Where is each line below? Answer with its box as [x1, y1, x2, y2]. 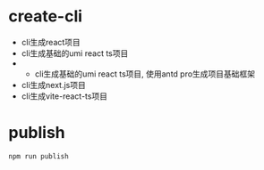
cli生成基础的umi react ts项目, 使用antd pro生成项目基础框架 [34, 69, 256, 79]
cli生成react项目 [21, 36, 81, 47]
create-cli [8, 6, 82, 27]
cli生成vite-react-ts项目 [21, 91, 108, 101]
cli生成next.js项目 [21, 79, 87, 90]
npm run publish [8, 151, 69, 161]
